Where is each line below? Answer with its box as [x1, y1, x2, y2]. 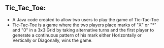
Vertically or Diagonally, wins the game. [12, 37, 93, 43]
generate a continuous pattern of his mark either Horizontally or [12, 32, 142, 38]
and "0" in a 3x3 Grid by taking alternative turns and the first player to [12, 27, 154, 33]
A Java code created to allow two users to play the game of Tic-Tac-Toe [12, 16, 159, 22]
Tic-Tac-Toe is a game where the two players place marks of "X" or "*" [12, 22, 157, 28]
